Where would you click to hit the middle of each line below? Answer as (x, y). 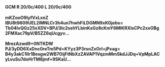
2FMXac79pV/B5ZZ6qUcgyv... (37, 33)
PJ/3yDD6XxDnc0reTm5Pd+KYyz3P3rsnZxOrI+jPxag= (63, 49)
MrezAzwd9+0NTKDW (29, 44)
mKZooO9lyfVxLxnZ (27, 18)
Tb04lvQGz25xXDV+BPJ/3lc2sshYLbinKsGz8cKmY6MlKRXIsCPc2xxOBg (82, 28)
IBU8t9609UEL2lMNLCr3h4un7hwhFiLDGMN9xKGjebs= (64, 23)
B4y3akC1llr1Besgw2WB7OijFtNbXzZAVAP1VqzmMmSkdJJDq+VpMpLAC (82, 54)
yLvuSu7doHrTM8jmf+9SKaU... (38, 59)
